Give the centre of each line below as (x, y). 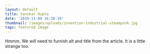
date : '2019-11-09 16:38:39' (34, 18)
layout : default (21, 9)
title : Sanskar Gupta (27, 14)
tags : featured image (27, 27)
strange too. (17, 46)
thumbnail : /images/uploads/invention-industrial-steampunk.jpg (71, 23)
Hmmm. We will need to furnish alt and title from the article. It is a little (75, 41)
